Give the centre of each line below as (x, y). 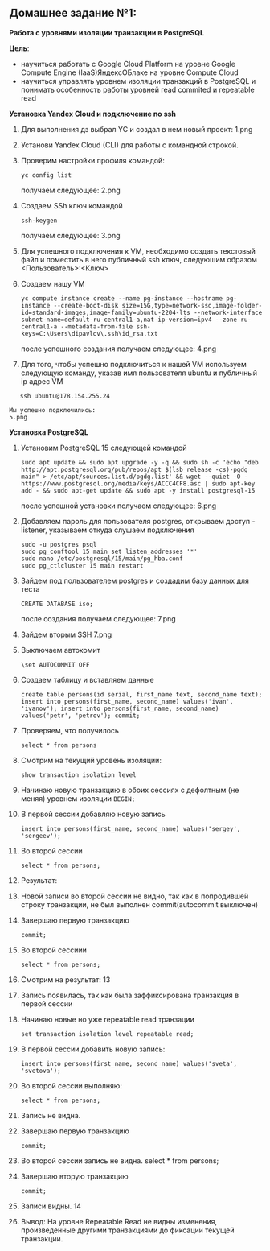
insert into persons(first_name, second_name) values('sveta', (129, 1063)
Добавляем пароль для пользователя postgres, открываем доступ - (138, 521)
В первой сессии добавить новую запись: (93, 1049)
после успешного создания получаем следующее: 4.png (119, 349)
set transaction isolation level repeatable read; (107, 1034)
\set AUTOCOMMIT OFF (55, 665)
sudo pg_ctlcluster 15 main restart (82, 566)
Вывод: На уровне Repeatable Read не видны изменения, (119, 1221)
